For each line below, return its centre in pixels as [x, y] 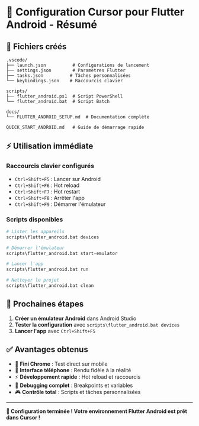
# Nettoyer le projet [33, 280]
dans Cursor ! [23, 417]
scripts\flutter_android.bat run [47, 270]
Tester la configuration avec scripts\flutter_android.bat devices [97, 324]
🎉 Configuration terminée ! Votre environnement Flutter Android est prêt [97, 411]
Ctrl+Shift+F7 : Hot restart [47, 191]
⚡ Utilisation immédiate [50, 146]
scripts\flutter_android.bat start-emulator [62, 253]
